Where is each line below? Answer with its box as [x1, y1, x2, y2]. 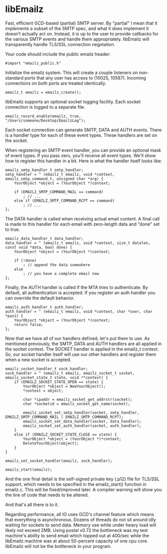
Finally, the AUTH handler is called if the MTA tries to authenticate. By [5, 284, 149, 290]
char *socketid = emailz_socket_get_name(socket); [23, 401, 131, 406]
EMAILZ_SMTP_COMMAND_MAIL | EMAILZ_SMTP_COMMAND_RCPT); [5, 414, 124, 419]
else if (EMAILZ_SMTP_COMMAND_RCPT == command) [14, 198, 115, 203]
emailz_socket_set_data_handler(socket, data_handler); [23, 419, 142, 424]
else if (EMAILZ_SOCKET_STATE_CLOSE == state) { [14, 432, 117, 437]
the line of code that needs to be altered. [5, 492, 89, 498]
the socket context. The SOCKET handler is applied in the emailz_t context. [5, 346, 160, 352]
